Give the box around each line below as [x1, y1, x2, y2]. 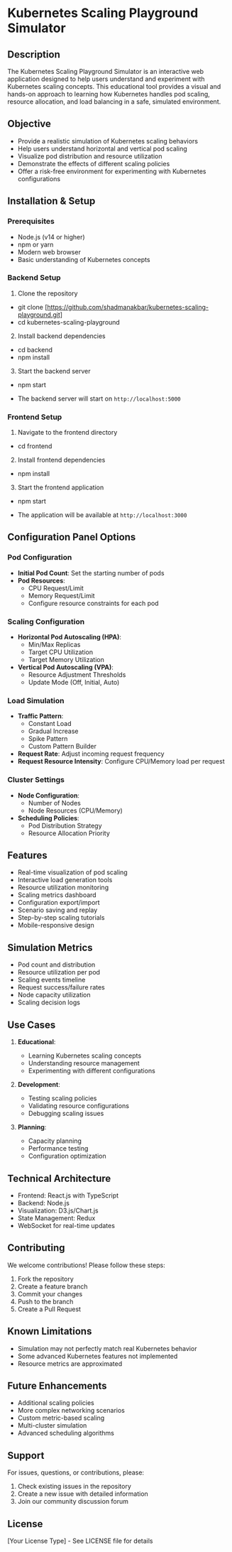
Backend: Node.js [17, 1198, 70, 1207]
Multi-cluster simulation [17, 1421, 87, 1430]
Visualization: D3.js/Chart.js [17, 1206, 99, 1215]
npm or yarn [17, 240, 54, 249]
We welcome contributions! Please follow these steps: [7, 1261, 165, 1269]
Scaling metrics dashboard [17, 891, 97, 899]
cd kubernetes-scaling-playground [17, 318, 121, 326]
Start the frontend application [17, 483, 104, 492]
